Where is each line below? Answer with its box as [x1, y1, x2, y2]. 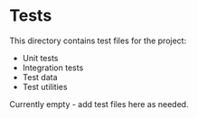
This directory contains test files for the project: [9, 35, 187, 46]
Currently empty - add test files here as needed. [9, 98, 189, 109]
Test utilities [22, 81, 68, 92]
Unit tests [22, 52, 59, 63]
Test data [22, 71, 58, 82]
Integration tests [22, 62, 84, 73]
